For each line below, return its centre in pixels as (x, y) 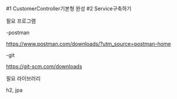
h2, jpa (14, 90)
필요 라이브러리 (23, 78)
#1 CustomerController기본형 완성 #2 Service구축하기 (69, 8)
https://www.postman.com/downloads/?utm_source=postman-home (88, 44)
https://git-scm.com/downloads (44, 66)
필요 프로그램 (21, 21)
